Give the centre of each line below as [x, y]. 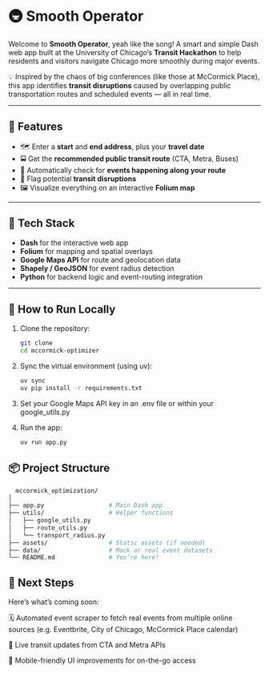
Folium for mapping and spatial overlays [86, 251]
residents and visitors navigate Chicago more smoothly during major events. [134, 61]
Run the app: [41, 427]
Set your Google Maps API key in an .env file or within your [117, 403]
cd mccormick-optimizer [60, 351]
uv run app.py [43, 442]
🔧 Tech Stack [42, 223]
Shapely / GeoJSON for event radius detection [97, 268]
